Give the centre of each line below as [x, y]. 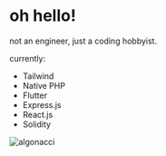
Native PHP [44, 85]
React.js [38, 114]
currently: [28, 58]
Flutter [35, 95]
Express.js [42, 104]
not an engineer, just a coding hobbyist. [83, 41]
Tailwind [38, 76]
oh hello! [43, 16]
